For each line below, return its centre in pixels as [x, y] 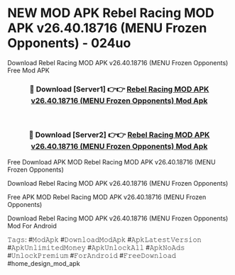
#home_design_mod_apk [44, 263]
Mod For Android [32, 225]
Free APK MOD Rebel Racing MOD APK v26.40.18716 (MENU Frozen [107, 197]
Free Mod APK [28, 70]
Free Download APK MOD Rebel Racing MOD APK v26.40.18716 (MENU [111, 162]
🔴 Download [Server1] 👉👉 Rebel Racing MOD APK [119, 89]
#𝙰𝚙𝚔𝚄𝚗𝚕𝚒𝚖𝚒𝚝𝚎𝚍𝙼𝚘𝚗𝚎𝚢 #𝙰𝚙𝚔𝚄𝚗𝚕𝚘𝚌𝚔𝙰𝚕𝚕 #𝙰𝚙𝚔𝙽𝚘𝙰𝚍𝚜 [96, 247]
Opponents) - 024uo [69, 43]
